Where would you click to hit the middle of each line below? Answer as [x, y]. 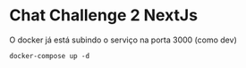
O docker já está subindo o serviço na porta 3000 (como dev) [123, 40]
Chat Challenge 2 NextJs [104, 15]
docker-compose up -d [50, 56]
